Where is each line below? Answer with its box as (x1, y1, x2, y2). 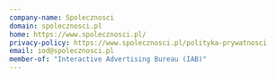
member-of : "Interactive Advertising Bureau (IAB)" (9, 55, 207, 64)
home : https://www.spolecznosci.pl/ (9, 30, 147, 39)
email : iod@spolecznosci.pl (9, 47, 115, 56)
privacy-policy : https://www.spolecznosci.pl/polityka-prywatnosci (9, 38, 268, 48)
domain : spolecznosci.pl (9, 22, 102, 30)
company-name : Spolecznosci (9, 13, 115, 22)
